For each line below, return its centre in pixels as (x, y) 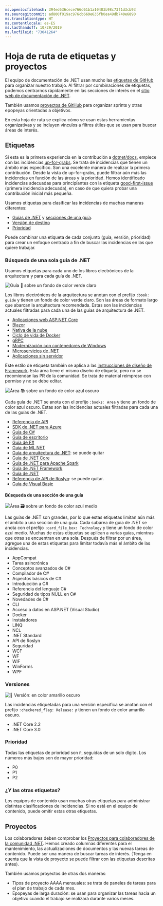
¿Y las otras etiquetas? (33, 790)
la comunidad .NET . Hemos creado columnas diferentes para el (69, 843)
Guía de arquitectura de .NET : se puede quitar (58, 453)
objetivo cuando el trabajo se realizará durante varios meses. (73, 898)
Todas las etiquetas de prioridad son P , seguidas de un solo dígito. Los (76, 753)
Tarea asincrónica (30, 563)
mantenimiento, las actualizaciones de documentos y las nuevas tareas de (80, 849)
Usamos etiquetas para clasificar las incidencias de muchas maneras (74, 203)
